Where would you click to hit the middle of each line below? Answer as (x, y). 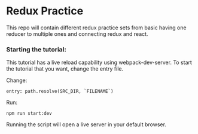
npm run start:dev (29, 114)
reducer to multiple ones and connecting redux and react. (77, 33)
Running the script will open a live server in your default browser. (86, 124)
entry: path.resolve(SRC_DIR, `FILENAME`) (60, 92)
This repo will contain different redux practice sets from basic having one (96, 28)
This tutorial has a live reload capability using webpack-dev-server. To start (99, 63)
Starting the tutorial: (36, 49)
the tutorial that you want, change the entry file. (65, 69)
